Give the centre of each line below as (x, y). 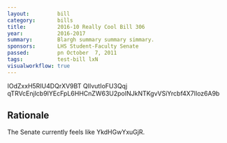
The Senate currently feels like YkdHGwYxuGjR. (76, 132)
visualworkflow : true (39, 66)
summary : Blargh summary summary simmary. (81, 40)
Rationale (28, 115)
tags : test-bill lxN (53, 60)
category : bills (40, 20)
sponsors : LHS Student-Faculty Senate (73, 46)
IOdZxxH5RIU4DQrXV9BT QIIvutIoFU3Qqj (67, 86)
